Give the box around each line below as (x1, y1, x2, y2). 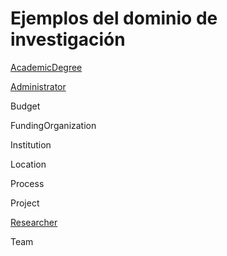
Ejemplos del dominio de (10, 7, 218, 30)
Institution (10, 138, 52, 151)
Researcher (10, 216, 58, 228)
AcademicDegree (10, 61, 83, 73)
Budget (10, 100, 41, 112)
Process (10, 177, 45, 189)
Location (10, 158, 47, 170)
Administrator (10, 80, 67, 92)
